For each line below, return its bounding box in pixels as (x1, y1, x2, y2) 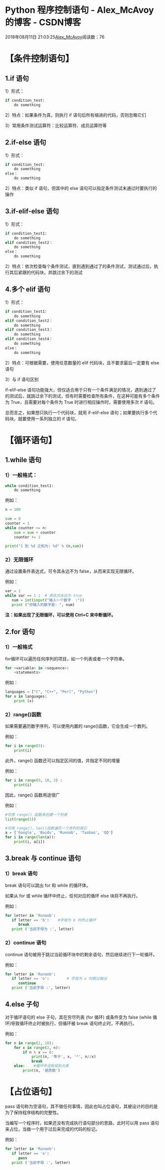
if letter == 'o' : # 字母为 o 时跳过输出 (11, 976, 107, 981)
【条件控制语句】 (5, 53, 75, 64)
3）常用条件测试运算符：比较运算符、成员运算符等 (5, 122, 107, 128)
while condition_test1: (5, 483, 54, 488)
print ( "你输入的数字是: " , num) (11, 602, 75, 607)
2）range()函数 (5, 711, 42, 718)
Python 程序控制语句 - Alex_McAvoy (5, 4, 154, 16)
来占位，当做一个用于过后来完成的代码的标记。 (5, 1126, 100, 1132)
